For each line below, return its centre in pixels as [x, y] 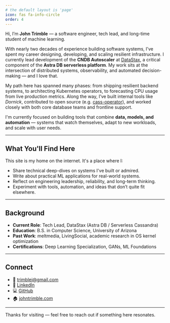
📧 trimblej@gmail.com [35, 279]
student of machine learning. [35, 39]
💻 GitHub [23, 291]
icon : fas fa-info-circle [32, 15]
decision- [152, 70]
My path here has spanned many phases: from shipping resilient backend [82, 86]
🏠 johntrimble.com [33, 298]
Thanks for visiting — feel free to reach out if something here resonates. [80, 314]
